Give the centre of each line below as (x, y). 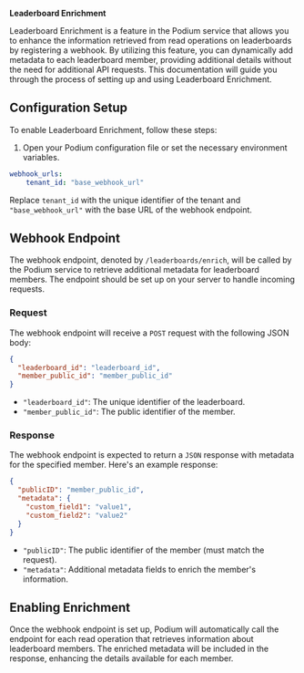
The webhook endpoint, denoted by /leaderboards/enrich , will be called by (151, 260)
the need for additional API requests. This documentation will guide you (143, 69)
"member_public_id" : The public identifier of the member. (129, 412)
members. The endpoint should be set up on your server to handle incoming (152, 280)
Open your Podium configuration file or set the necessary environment (155, 147)
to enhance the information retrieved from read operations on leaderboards (151, 41)
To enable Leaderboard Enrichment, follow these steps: (113, 129)
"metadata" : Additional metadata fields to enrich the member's (139, 569)
